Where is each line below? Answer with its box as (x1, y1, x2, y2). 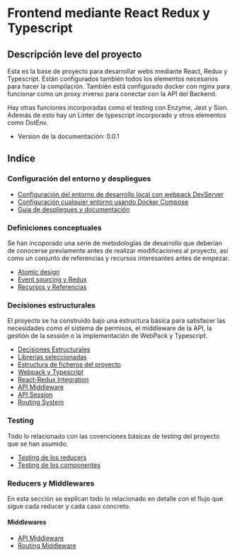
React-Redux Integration (17, 376, 89, 384)
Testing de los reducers (17, 453, 87, 461)
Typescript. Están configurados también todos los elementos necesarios (7, 74, 219, 83)
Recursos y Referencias (17, 282, 87, 291)
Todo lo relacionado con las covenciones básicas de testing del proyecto (7, 432, 220, 440)
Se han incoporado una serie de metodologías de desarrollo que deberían (7, 239, 223, 247)
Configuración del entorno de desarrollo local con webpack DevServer (17, 190, 224, 198)
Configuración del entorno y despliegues (7, 174, 151, 184)
